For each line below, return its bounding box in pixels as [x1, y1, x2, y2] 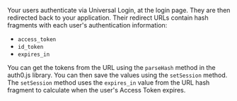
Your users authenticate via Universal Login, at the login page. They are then [7, 6, 231, 14]
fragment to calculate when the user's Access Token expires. [7, 86, 186, 94]
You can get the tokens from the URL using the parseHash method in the [7, 64, 216, 71]
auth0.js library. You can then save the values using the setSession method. [7, 71, 228, 79]
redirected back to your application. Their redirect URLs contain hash [7, 13, 209, 22]
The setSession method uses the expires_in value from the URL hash [7, 78, 210, 87]
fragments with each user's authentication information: [7, 21, 168, 29]
